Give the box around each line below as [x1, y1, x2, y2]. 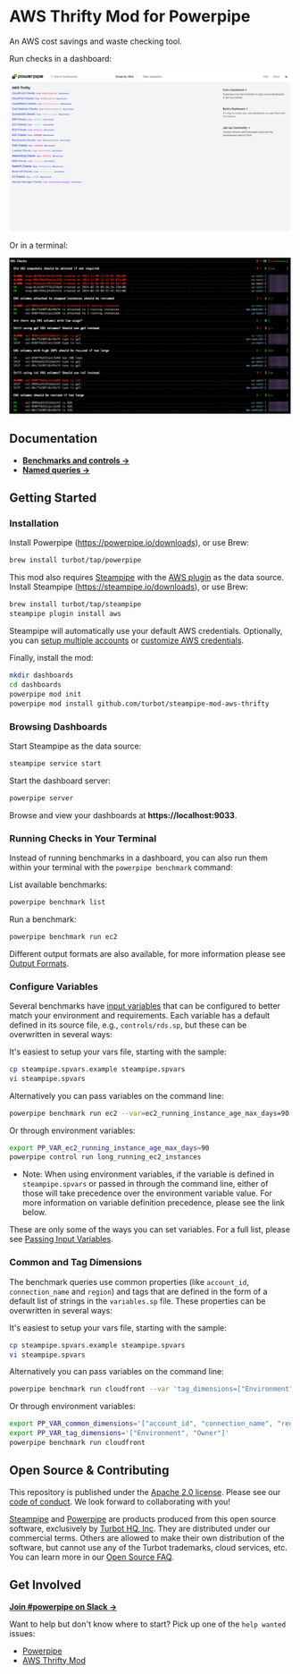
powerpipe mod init [9, 689, 82, 698]
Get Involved [9, 1577, 82, 1593]
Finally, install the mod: [9, 653, 94, 664]
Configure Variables [9, 980, 98, 993]
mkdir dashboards [9, 671, 74, 681]
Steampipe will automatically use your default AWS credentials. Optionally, [9, 626, 283, 637]
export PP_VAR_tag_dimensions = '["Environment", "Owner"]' [9, 1429, 229, 1438]
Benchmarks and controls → [21, 454, 130, 466]
